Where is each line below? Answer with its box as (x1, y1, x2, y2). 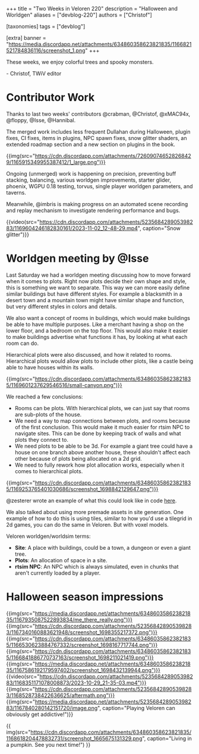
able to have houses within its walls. (6, 363, 94, 370)
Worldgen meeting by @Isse (6, 252, 149, 265)
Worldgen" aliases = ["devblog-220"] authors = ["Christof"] (6, 11, 153, 18)
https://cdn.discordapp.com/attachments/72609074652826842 (34, 152, 191, 159)
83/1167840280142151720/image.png (6, 704, 98, 711)
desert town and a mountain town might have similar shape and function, (6, 296, 185, 303)
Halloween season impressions (6, 590, 164, 604)
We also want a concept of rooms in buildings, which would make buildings (6, 314, 190, 321)
